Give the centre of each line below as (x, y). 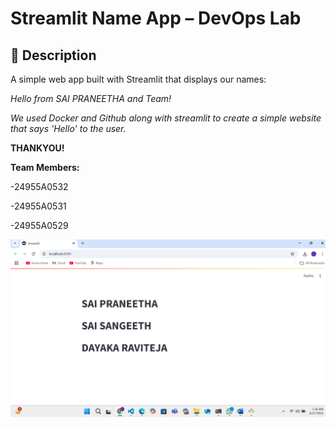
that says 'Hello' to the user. (68, 128)
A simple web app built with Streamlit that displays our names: (138, 79)
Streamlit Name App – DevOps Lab (156, 18)
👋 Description (53, 55)
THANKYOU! (37, 148)
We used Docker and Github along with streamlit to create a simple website (166, 118)
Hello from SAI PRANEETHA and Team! (91, 98)
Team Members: (45, 167)
